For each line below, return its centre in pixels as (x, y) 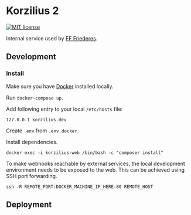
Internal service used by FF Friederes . (52, 38)
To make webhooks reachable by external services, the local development (96, 163)
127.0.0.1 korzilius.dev (36, 120)
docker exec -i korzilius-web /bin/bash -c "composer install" (85, 153)
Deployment (29, 205)
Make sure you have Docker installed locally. (60, 86)
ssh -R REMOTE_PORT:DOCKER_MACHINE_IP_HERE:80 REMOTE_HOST (80, 187)
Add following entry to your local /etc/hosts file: (64, 109)
